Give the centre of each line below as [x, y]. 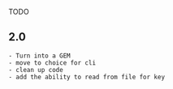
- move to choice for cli [52, 63]
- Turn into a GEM [39, 56]
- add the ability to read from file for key [86, 77]
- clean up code [36, 70]
